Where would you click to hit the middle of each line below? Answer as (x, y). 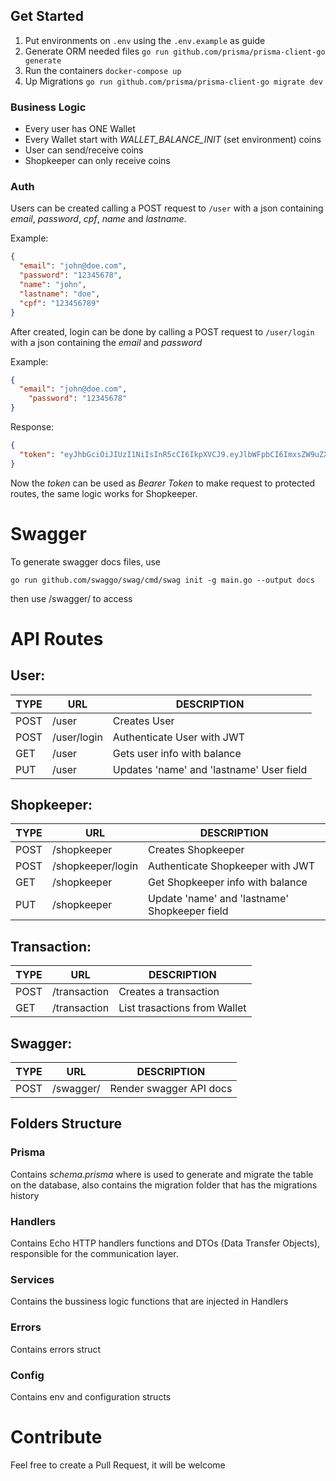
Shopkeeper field (188, 911)
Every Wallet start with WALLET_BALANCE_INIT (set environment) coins (173, 140)
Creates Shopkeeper (196, 850)
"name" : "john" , (53, 285)
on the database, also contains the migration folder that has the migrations (164, 1185)
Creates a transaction (169, 992)
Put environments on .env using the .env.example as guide (145, 40)
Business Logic (48, 107)
